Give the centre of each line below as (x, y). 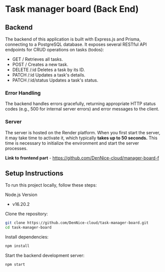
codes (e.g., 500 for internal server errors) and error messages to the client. (82, 109)
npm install (17, 246)
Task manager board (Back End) (72, 9)
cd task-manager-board (28, 228)
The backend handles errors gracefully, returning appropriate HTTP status (81, 104)
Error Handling (23, 93)
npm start (15, 265)
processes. (16, 148)
